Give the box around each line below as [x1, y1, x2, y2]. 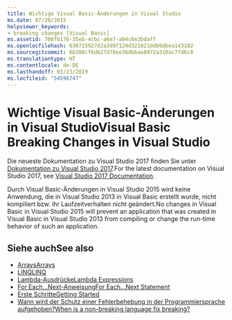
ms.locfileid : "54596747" [7, 74, 82, 82]
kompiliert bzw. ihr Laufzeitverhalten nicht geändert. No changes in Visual [7, 200, 217, 208]
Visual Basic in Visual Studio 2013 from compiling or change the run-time [7, 214, 216, 223]
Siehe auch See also [7, 242, 94, 254]
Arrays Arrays [17, 261, 55, 269]
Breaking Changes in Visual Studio [7, 134, 211, 150]
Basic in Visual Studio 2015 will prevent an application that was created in [7, 208, 217, 216]
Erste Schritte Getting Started [17, 290, 100, 298]
